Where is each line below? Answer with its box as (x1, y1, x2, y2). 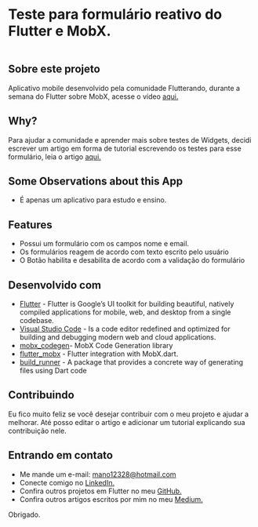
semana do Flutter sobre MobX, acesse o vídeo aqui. (8, 92, 179, 101)
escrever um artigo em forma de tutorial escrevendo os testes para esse (8, 144, 242, 153)
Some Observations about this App (8, 174, 183, 187)
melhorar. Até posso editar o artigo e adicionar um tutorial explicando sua (8, 417, 245, 427)
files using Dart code (19, 366, 88, 375)
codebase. (19, 316, 55, 325)
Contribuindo (8, 388, 74, 402)
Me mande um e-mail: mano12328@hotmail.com (19, 469, 176, 479)
